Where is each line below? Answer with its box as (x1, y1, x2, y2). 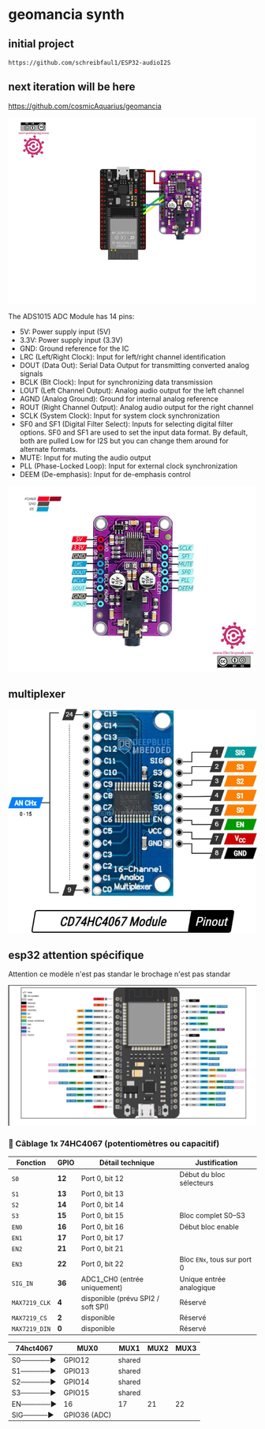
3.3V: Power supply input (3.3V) (19, 335, 124, 344)
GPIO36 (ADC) (63, 1410, 112, 1420)
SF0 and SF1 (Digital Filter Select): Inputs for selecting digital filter (19, 419, 233, 428)
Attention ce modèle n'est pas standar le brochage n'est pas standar (8, 969, 231, 979)
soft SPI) (81, 1302, 110, 1311)
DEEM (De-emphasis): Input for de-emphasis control (19, 469, 191, 479)
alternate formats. (19, 444, 78, 453)
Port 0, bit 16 (81, 1222, 125, 1232)
